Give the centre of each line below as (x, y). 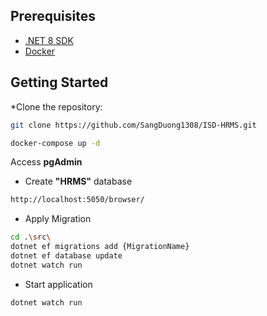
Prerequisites (53, 16)
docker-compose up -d (55, 143)
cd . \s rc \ (31, 237)
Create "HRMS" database (78, 181)
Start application (58, 284)
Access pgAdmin (46, 162)
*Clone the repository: (56, 106)
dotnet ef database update (66, 256)
